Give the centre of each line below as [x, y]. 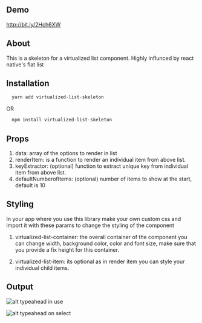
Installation [28, 84]
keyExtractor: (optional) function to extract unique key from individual [102, 166]
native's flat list [25, 64]
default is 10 [30, 185]
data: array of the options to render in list [66, 153]
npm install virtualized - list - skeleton [62, 120]
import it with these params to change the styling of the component [90, 225]
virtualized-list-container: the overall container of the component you [101, 237]
